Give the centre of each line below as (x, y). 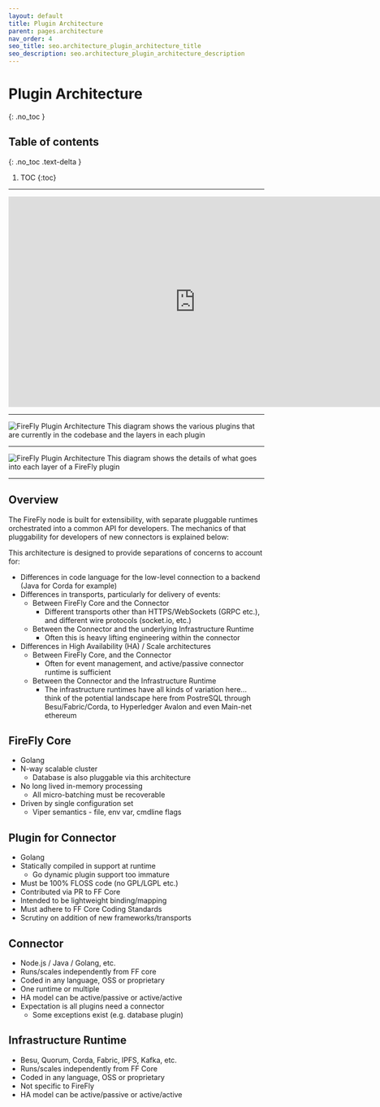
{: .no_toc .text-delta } (45, 161)
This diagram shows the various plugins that (181, 426)
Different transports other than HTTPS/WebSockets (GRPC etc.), (152, 612)
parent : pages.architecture (56, 31)
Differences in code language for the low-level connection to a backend (140, 577)
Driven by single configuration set (77, 804)
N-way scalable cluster (59, 769)
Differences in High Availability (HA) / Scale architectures (115, 646)
